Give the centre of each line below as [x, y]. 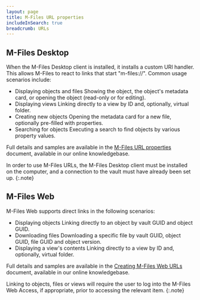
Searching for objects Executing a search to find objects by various [97, 130]
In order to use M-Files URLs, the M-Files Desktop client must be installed [97, 166]
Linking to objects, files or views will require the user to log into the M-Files [99, 284]
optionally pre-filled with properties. [59, 123]
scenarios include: [29, 80]
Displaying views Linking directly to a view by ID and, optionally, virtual [102, 104]
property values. [35, 136]
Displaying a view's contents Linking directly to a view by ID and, [94, 248]
